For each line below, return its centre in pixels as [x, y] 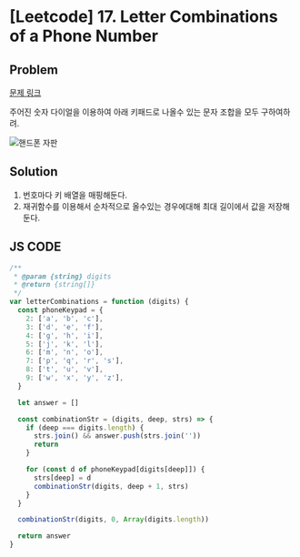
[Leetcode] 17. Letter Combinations [144, 17]
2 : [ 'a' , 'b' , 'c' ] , [65, 319]
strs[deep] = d [62, 478]
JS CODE [35, 247]
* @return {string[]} [54, 285]
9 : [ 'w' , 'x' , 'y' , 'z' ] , [75, 378]
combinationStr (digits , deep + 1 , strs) [111, 486]
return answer [44, 536]
